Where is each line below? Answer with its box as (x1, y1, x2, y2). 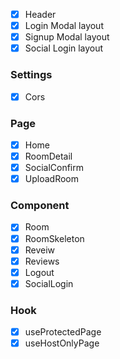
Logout (24, 266, 55, 278)
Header (24, 9, 57, 20)
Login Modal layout (24, 20, 104, 32)
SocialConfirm (24, 162, 85, 174)
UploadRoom (24, 173, 79, 185)
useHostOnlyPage (24, 337, 100, 349)
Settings (10, 68, 53, 82)
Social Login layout (24, 42, 104, 54)
